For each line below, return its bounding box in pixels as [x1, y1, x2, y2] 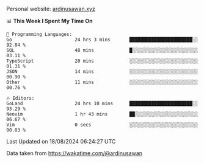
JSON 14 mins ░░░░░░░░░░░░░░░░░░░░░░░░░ [6, 69, 199, 75]
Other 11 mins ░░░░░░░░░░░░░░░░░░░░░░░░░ [6, 79, 199, 85]
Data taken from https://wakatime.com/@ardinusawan [6, 150, 142, 157]
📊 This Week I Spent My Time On [6, 18, 93, 24]
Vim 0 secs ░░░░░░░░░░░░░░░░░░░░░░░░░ [6, 122, 199, 128]
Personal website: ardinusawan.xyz [6, 5, 96, 12]
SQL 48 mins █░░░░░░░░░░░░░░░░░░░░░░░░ [6, 47, 199, 54]
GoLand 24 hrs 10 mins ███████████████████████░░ [6, 100, 199, 106]
